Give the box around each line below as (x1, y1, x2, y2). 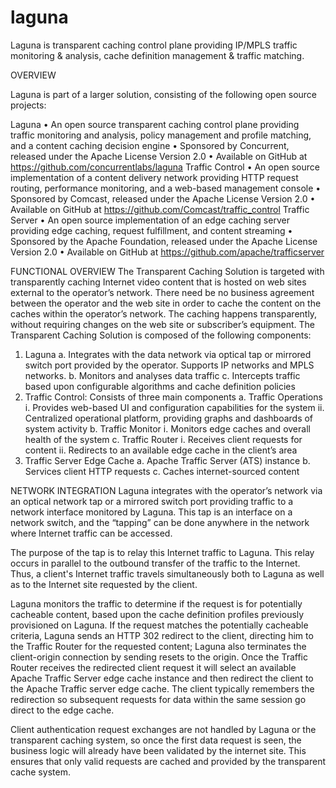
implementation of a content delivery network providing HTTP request (10, 171, 299, 183)
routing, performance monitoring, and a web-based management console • (10, 182, 322, 194)
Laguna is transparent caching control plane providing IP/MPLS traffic (10, 39, 298, 51)
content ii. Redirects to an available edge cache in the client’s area (24, 444, 298, 456)
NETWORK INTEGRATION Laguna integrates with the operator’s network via (10, 484, 323, 496)
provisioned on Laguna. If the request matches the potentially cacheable (10, 619, 309, 631)
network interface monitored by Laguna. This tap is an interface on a (10, 506, 293, 518)
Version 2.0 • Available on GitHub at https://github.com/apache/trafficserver (10, 246, 325, 258)
